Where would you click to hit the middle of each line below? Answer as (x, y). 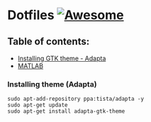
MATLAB (30, 66)
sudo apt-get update (38, 105)
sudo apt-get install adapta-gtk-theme (66, 111)
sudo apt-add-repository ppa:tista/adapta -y (75, 99)
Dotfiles (31, 15)
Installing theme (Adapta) (52, 84)
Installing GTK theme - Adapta (62, 58)
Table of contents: (49, 41)
